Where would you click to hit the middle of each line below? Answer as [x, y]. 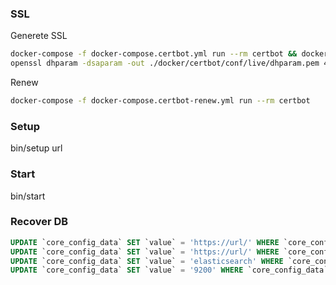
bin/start [28, 196]
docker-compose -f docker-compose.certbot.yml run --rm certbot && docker [169, 54]
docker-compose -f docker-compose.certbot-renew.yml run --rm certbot [160, 101]
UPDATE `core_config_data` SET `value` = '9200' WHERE [127, 270]
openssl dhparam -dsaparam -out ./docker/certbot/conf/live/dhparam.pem [165, 63]
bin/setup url [36, 148]
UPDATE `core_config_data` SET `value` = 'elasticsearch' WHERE [147, 261]
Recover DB [39, 222]
